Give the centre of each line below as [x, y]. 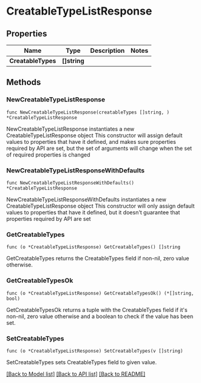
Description [107, 51]
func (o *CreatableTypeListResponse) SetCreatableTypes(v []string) [95, 351]
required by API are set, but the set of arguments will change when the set [99, 148]
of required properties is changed [48, 154]
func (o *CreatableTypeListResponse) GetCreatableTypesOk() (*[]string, [100, 293]
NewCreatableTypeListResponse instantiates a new [70, 129]
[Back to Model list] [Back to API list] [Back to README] [76, 374]
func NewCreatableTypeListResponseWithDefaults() [70, 183]
